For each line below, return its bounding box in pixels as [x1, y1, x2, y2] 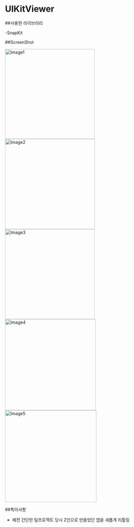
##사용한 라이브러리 [5, 20, 43, 26]
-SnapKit [5, 30, 23, 35]
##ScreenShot [5, 39, 34, 45]
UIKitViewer [5, 3, 55, 15]
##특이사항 [5, 507, 27, 512]
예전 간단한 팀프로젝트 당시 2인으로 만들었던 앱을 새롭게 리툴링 [12, 517, 130, 523]
